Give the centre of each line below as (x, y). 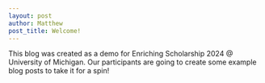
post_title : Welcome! (45, 31)
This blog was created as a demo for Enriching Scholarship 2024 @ (121, 54)
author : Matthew (36, 23)
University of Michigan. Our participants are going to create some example (132, 62)
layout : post (30, 16)
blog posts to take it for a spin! (59, 71)
